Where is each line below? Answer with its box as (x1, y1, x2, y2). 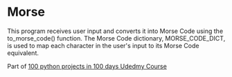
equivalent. (7, 49, 39, 57)
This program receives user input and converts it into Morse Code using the (7, 27, 224, 35)
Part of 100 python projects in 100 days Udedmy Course (7, 62, 168, 70)
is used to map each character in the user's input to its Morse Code (7, 41, 199, 49)
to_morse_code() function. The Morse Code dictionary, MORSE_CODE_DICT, (7, 34, 226, 42)
